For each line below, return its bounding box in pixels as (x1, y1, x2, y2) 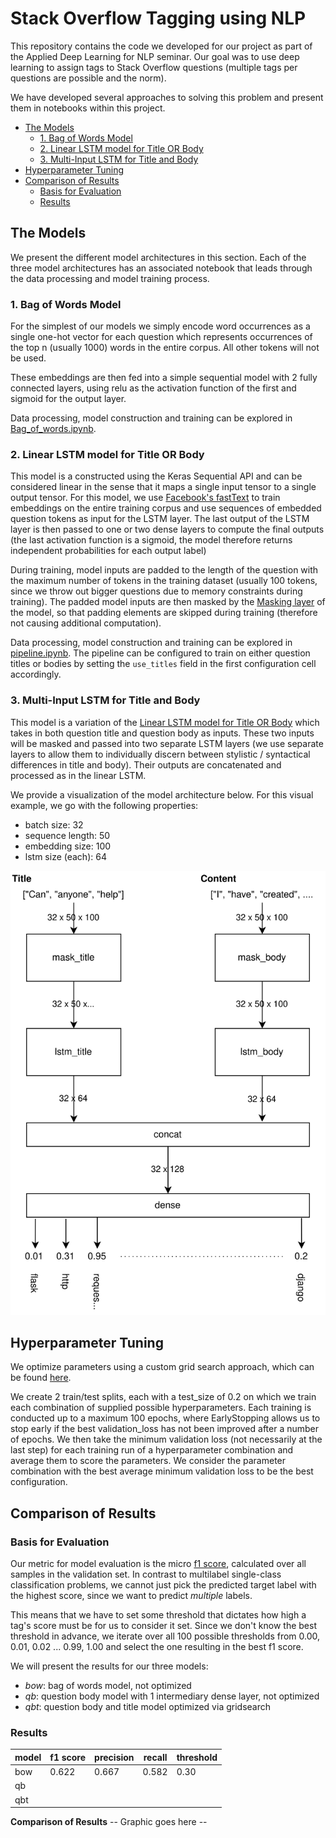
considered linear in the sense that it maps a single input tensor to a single (10, 481, 317, 493)
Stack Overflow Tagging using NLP (10, 7, 307, 30)
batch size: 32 (24, 818, 84, 831)
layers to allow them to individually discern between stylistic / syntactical (10, 748, 311, 760)
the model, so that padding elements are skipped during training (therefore (10, 607, 318, 619)
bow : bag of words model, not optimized (24, 1680, 192, 1692)
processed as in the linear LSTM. (10, 769, 147, 781)
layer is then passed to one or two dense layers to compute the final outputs (10, 523, 325, 536)
